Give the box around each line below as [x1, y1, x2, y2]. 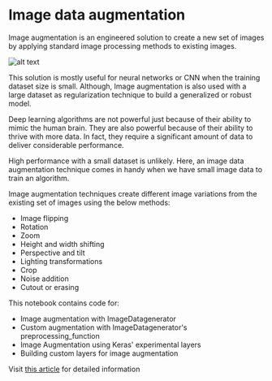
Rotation [19, 222, 49, 232]
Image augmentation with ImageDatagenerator [19, 314, 177, 323]
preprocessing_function [19, 331, 100, 340]
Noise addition [19, 274, 69, 284]
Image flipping [19, 213, 69, 223]
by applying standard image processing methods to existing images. [8, 41, 237, 50]
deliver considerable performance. [8, 140, 124, 149]
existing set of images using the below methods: [8, 197, 171, 207]
